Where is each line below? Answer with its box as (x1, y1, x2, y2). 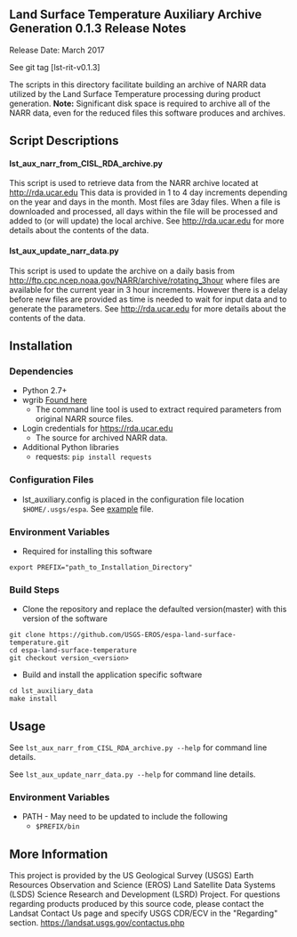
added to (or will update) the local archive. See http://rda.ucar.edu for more (9, 215, 285, 226)
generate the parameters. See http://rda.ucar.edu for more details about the (9, 303, 286, 314)
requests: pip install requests (35, 451, 153, 462)
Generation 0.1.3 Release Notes (9, 21, 187, 36)
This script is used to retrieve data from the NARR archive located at (9, 178, 259, 189)
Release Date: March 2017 (9, 44, 105, 55)
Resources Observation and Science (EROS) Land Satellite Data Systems (9, 880, 276, 891)
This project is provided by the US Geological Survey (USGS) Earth (9, 870, 254, 881)
